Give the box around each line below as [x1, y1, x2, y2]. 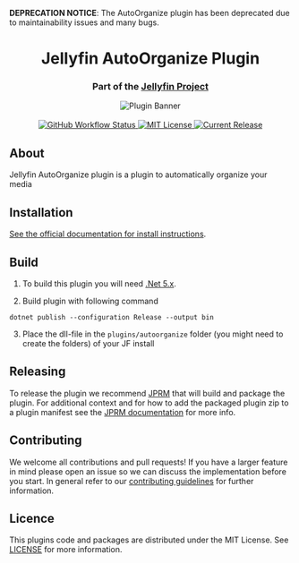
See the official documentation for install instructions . [9, 228, 207, 240]
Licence [9, 510, 56, 526]
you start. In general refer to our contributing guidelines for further [9, 475, 254, 486]
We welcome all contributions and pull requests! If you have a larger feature [9, 456, 288, 467]
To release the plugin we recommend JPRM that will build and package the [9, 388, 286, 398]
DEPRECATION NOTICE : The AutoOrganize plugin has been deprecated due [9, 8, 291, 18]
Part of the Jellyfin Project [92, 81, 209, 93]
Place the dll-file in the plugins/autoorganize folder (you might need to [21, 328, 284, 339]
